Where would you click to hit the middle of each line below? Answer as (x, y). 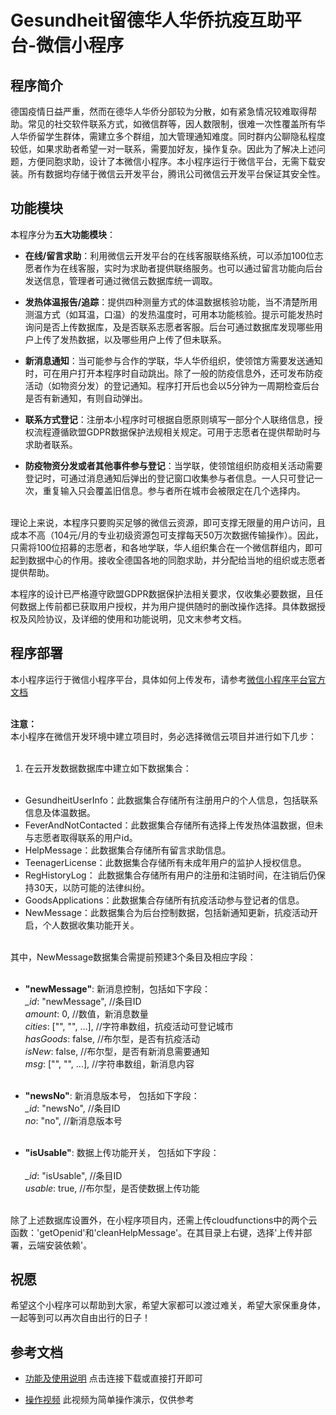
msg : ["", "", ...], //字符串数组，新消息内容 (109, 1063)
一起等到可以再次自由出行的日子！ (80, 1318)
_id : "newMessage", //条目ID (83, 1001)
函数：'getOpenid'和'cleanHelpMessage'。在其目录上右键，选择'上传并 (157, 1232)
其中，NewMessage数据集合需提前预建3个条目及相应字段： (133, 957)
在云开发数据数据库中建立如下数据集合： (108, 768)
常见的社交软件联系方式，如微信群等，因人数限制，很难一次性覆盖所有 (172, 124)
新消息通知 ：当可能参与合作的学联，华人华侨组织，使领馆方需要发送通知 (173, 360)
